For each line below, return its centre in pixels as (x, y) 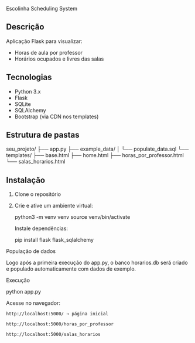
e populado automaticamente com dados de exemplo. (71, 269)
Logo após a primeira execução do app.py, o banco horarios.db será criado (97, 263)
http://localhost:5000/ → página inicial (57, 314)
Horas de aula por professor (49, 52)
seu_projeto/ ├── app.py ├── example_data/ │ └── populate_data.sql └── (97, 149)
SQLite (23, 104)
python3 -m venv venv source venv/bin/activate (72, 217)
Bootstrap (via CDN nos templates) (57, 116)
